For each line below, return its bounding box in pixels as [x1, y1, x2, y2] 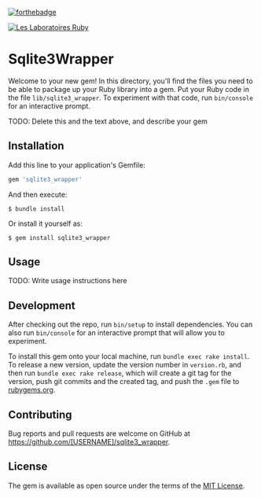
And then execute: [8, 190, 68, 199]
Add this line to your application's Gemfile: [8, 160, 145, 169]
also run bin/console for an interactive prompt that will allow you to [8, 328, 226, 338]
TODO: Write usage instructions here [8, 276, 127, 286]
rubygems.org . [8, 385, 56, 395]
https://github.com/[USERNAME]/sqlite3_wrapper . [8, 437, 171, 447]
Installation [8, 139, 64, 153]
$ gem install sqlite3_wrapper [8, 234, 111, 242]
